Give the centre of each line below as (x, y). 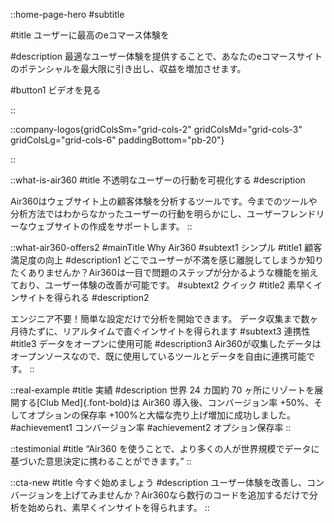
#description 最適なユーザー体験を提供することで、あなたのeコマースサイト (166, 56)
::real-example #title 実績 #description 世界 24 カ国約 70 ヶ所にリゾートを (162, 390)
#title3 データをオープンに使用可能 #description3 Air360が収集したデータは (166, 343)
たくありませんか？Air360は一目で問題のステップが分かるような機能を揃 (160, 272)
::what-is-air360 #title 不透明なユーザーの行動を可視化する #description (158, 180)
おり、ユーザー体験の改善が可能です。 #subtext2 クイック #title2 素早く (166, 285)
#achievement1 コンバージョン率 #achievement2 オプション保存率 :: (151, 427)
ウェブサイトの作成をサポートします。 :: (110, 226)
